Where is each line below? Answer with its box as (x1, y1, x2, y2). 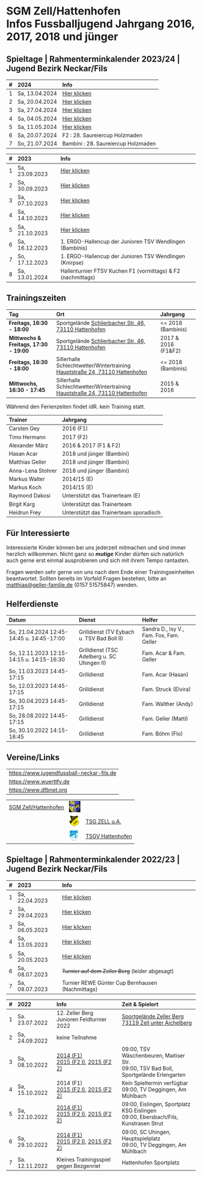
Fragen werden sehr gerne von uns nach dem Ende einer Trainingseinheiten (6, 569, 195, 576)
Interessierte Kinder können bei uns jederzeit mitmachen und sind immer (6, 544, 186, 551)
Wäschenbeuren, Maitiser (121, 1052, 185, 1059)
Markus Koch (8, 484, 42, 491)
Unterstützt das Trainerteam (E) (62, 492, 141, 499)
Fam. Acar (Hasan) (142, 671, 189, 678)
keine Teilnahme (56, 1034, 97, 1041)
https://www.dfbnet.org (8, 786, 67, 794)
